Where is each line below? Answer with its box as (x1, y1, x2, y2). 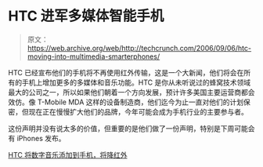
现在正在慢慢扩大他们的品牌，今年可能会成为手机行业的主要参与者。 (28, 107, 248, 116)
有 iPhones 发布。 (8, 133, 66, 143)
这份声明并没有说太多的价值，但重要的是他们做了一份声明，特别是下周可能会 (8, 123, 255, 133)
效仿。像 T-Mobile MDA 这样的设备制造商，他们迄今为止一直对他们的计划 (8, 97, 244, 107)
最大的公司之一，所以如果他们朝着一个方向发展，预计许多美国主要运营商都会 (8, 87, 255, 96)
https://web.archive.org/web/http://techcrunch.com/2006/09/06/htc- (27, 43, 252, 53)
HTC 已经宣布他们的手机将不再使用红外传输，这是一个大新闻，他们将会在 (8, 67, 244, 77)
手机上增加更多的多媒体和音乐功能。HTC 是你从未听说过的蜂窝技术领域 (21, 78, 251, 87)
